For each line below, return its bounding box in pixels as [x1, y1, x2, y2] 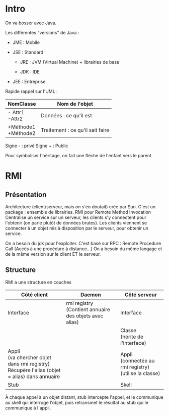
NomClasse [8, 100, 36, 107]
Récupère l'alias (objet [8, 366, 61, 374]
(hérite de [120, 333, 144, 340]
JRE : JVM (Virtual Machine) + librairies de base [20, 59, 120, 65]
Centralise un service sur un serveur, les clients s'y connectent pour [5, 214, 147, 220]
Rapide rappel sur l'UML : [5, 88, 58, 94]
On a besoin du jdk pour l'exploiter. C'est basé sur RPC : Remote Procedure [5, 240, 161, 246]
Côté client [21, 291, 48, 298]
